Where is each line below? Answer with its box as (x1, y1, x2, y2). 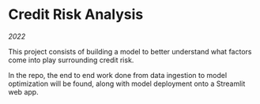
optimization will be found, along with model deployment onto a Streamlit (8, 79, 246, 88)
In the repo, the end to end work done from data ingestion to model (8, 70, 228, 80)
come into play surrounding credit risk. (8, 55, 134, 65)
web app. (8, 87, 39, 96)
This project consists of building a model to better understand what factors (8, 46, 252, 56)
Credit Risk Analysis (8, 6, 144, 24)
